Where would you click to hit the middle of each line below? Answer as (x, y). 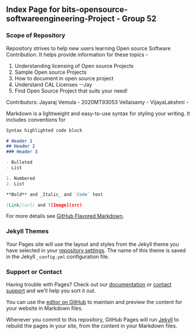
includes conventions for (36, 119)
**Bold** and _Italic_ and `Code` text (55, 194)
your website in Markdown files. (44, 308)
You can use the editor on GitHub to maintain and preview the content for (94, 302)
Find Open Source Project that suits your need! (71, 91)
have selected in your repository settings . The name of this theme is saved (96, 250)
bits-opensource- (95, 10)
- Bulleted (19, 163)
